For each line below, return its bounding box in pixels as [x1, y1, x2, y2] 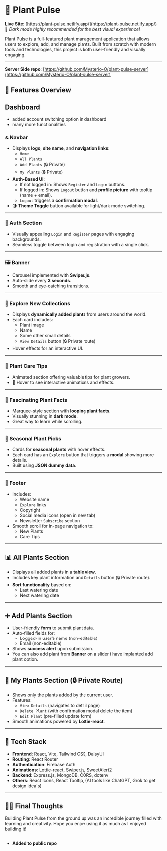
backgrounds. [12, 236, 41, 242]
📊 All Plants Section [5, 553, 69, 562]
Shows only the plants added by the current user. [12, 692, 113, 698]
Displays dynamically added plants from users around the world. [12, 311, 147, 317]
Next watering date [19, 592, 59, 598]
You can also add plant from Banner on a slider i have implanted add [12, 651, 153, 657]
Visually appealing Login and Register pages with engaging [12, 231, 135, 237]
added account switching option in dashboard [12, 116, 107, 122]
